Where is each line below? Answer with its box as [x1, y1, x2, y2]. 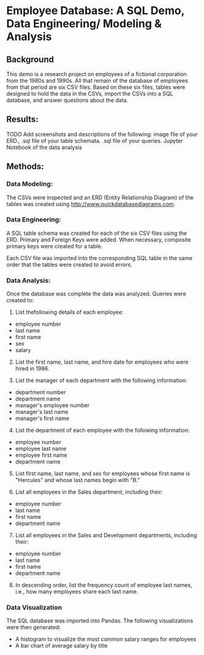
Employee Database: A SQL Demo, [6, 4, 185, 18]
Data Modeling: [6, 180, 53, 188]
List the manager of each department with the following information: [15, 377, 188, 384]
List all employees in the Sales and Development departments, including [15, 532, 197, 539]
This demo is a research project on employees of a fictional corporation [6, 71, 187, 77]
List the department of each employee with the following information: [15, 427, 190, 434]
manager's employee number [15, 402, 90, 409]
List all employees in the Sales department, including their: [15, 488, 164, 496]
